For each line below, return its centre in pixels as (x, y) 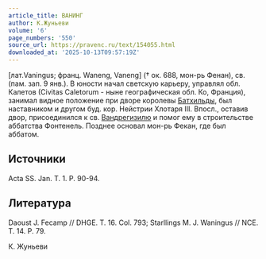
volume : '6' (28, 30)
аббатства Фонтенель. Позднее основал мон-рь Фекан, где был (117, 126)
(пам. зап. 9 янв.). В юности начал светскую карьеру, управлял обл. (124, 83)
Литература (40, 203)
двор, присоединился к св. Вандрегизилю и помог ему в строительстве (131, 117)
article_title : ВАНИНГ (46, 15)
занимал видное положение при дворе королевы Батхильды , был (120, 101)
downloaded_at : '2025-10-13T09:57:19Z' (74, 52)
